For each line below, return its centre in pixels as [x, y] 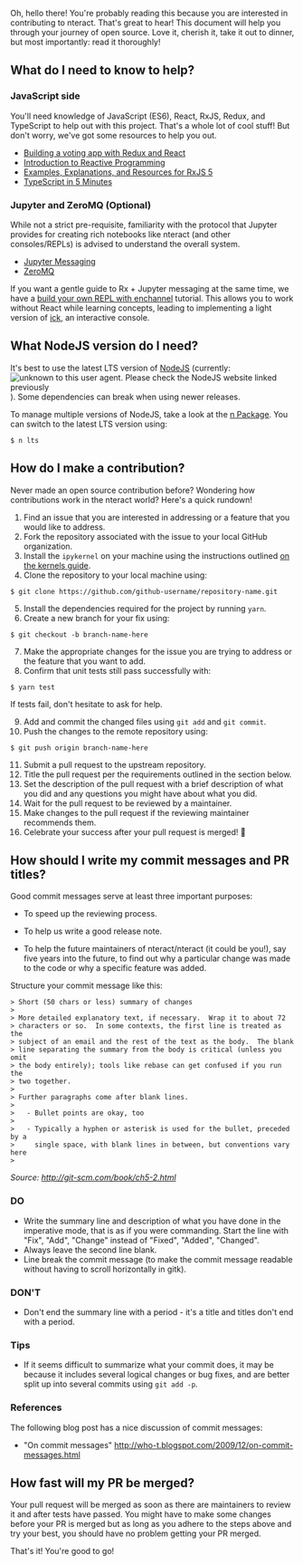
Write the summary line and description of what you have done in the [152, 1221]
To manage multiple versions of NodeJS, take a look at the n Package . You [149, 414]
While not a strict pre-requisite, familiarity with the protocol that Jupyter [144, 225]
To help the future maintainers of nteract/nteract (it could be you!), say [155, 949]
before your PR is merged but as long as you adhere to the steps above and [151, 1524]
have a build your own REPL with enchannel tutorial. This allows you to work [152, 298]
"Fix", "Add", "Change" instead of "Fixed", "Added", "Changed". [142, 1240]
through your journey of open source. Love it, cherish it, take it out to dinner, [152, 32]
